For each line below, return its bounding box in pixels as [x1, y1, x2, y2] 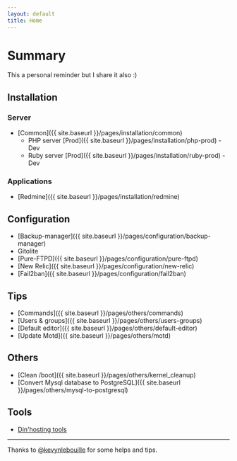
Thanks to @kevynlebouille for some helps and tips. [7, 445, 157, 454]
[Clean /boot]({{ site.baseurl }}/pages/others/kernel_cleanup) [17, 370, 196, 379]
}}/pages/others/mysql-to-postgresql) [17, 385, 128, 394]
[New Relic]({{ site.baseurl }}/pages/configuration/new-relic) [17, 262, 195, 271]
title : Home [7, 17, 42, 24]
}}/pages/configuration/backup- [117, 232, 212, 241]
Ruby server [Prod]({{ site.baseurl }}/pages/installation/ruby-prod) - [28, 152, 226, 160]
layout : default [7, 10, 55, 18]
